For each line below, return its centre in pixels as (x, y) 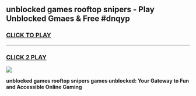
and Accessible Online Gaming (44, 87)
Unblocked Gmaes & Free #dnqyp (68, 19)
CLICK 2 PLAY (26, 57)
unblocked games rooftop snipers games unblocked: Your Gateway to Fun (98, 80)
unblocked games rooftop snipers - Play (80, 10)
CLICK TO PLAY (29, 35)
